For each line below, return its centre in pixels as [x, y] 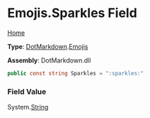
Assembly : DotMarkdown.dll [49, 60]
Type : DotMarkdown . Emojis [48, 46]
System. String [28, 107]
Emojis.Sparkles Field [73, 13]
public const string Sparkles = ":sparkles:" [75, 73]
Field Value [27, 92]
